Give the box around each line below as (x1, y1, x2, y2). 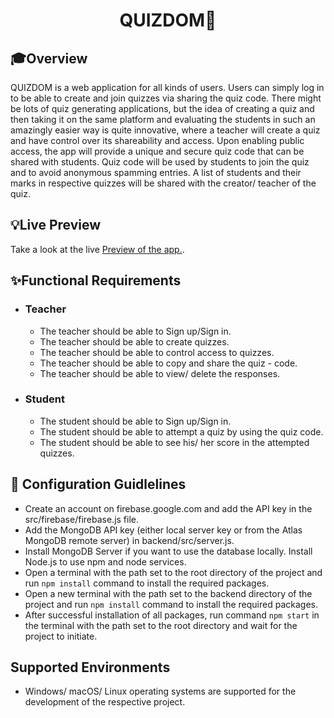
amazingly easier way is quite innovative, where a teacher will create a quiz (10, 124, 321, 136)
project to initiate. (24, 630, 98, 642)
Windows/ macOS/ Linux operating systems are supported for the (24, 685, 297, 698)
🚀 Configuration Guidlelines (10, 476, 187, 493)
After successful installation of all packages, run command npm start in (24, 609, 320, 621)
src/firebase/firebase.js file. (24, 513, 140, 525)
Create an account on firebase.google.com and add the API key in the (24, 502, 313, 514)
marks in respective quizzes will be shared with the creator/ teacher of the (10, 177, 317, 189)
